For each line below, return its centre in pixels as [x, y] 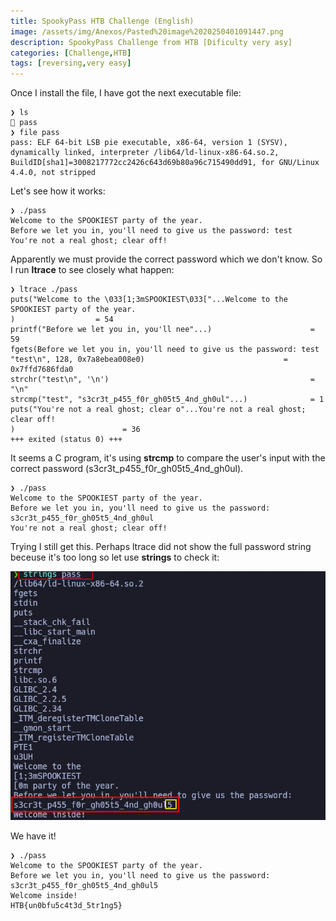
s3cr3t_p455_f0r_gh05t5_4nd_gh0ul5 [84, 885]
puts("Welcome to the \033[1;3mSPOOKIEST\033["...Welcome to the [149, 300]
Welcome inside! [44, 895]
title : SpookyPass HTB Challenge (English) [102, 21]
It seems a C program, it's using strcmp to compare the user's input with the [168, 458]
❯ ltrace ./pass [44, 290]
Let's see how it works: [58, 191]
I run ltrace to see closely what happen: [92, 270]
